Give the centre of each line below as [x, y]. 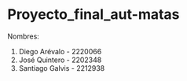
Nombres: [24, 36]
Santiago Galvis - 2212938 [62, 68]
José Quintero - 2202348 [60, 60]
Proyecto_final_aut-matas [93, 15]
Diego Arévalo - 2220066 [60, 51]
